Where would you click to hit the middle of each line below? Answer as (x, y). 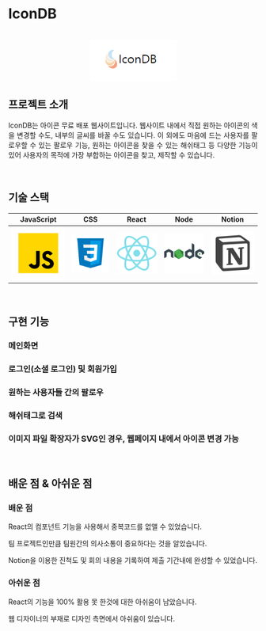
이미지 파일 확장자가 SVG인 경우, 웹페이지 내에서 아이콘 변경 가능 (123, 439)
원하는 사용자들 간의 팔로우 (56, 393)
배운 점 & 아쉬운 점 (50, 483)
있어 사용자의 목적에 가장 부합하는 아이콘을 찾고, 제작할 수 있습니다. (112, 154)
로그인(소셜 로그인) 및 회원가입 (63, 369)
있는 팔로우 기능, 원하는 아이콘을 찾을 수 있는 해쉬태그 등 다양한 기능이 (148, 145)
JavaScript (38, 219)
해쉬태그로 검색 (36, 416)
